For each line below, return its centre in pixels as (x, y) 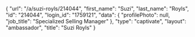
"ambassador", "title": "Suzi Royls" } (51, 27)
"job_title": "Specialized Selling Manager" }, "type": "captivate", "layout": (96, 21)
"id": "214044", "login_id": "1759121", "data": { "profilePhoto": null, (88, 15)
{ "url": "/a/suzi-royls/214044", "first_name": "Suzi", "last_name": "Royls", (97, 9)
